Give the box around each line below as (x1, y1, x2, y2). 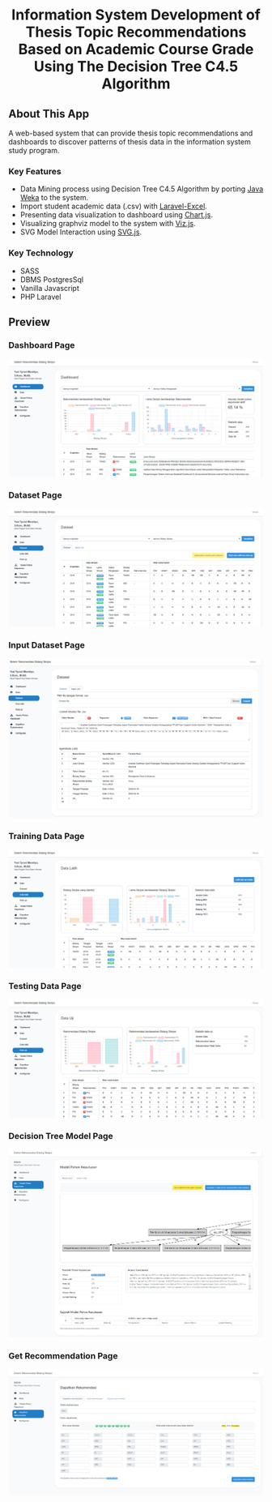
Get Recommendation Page (8, 1350, 118, 1362)
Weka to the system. (19, 193, 89, 203)
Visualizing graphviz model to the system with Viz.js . (19, 219, 196, 229)
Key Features (8, 165, 62, 177)
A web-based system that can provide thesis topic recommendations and (8, 128, 253, 138)
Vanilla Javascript (19, 283, 79, 293)
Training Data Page (8, 830, 85, 841)
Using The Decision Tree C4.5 (33, 58, 239, 76)
